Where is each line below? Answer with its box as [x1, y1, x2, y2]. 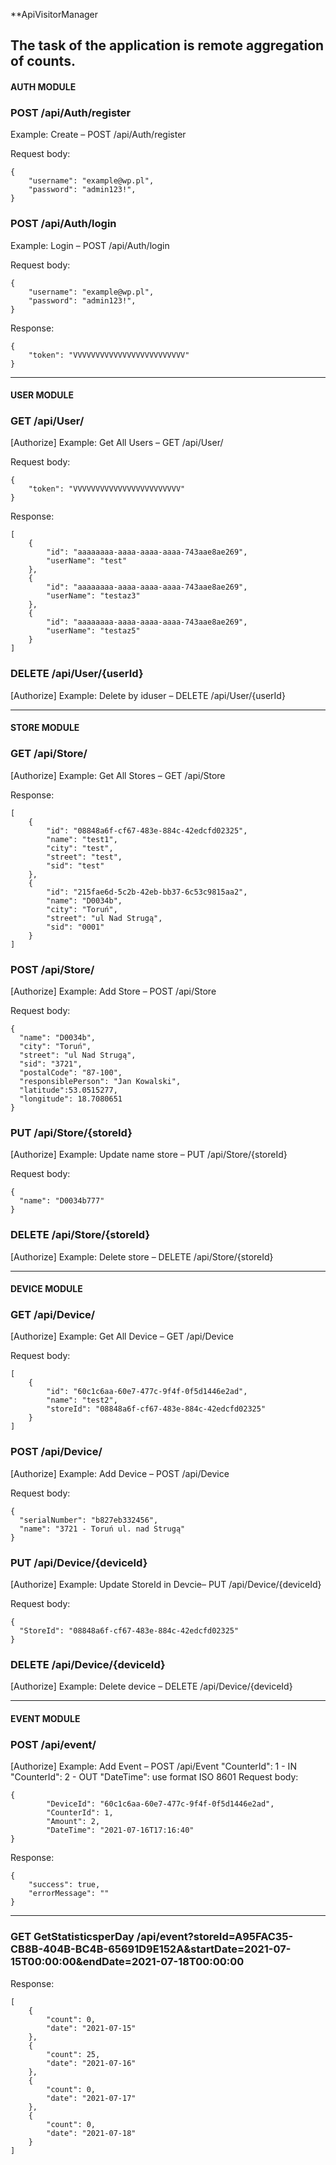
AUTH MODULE [10, 80, 77, 93]
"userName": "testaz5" [46, 626, 141, 636]
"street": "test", [46, 852, 123, 862]
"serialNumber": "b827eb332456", [19, 1515, 159, 1525]
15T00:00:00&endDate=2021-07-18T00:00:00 [10, 1955, 245, 1969]
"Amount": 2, [46, 1817, 101, 1827]
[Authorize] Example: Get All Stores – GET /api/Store [10, 769, 226, 781]
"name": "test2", [46, 1395, 118, 1406]
